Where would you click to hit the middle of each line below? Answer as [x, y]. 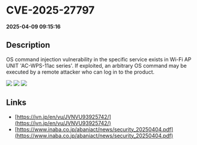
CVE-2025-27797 [50, 10]
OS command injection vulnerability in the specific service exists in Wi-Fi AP [99, 59]
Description [28, 45]
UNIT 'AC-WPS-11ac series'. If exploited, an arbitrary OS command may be [96, 65]
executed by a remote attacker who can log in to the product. [81, 72]
